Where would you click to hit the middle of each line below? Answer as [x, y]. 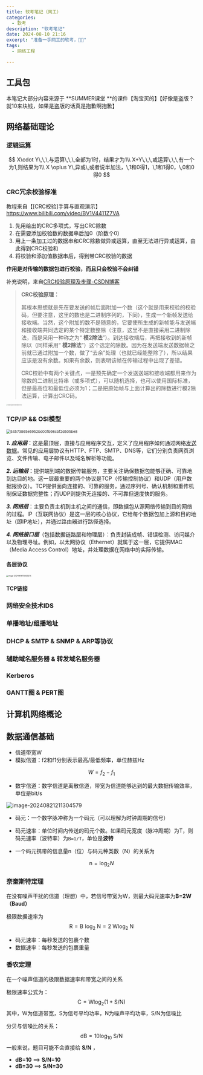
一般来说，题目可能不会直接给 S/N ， [52, 1048]
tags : [13, 46]
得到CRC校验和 [39, 248]
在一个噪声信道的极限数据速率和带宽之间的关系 [64, 979]
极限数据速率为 [25, 916]
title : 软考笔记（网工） [34, 12]
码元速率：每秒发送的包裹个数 [52, 940]
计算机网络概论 [34, 714]
